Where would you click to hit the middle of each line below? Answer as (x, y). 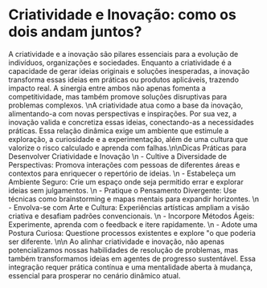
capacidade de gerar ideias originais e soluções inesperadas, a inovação (129, 71)
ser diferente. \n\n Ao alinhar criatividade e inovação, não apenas (117, 241)
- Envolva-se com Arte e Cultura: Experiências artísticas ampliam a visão (129, 207)
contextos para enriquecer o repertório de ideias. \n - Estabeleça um (122, 173)
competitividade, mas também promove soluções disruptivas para (118, 96)
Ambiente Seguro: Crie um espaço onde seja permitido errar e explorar (126, 181)
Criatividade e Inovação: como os (123, 15)
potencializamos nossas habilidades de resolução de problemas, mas (123, 249)
